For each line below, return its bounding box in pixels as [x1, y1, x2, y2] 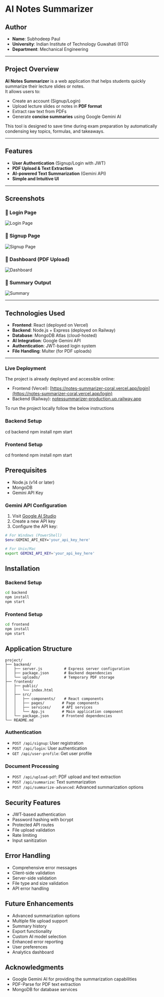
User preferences [12, 944, 48, 950]
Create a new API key [12, 518, 56, 524]
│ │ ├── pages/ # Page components [5, 700, 99, 706]
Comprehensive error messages [12, 864, 77, 870]
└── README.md [5, 717, 34, 723]
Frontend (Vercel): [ [12, 385, 52, 391]
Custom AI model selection [12, 933, 67, 939]
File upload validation [12, 827, 55, 833]
